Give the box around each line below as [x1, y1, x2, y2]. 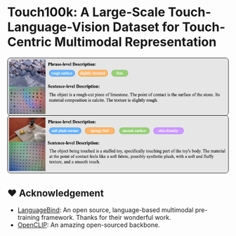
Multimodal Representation [54, 34, 217, 50]
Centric [7, 34, 52, 50]
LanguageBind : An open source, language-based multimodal [17, 206, 194, 214]
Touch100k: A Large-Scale [7, 4, 166, 20]
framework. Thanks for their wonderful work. [41, 214, 171, 222]
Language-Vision [7, 19, 110, 35]
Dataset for [112, 19, 180, 35]
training [17, 214, 40, 222]
